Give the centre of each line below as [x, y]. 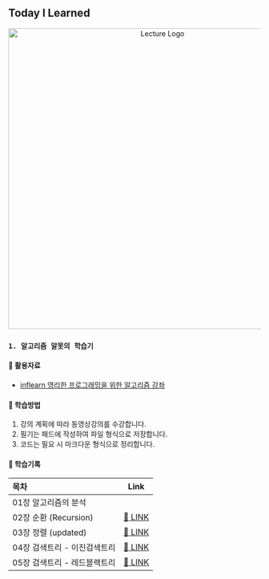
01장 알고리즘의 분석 [49, 503]
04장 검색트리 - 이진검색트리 [64, 548]
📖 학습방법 [25, 405]
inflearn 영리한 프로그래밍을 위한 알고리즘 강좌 [92, 385]
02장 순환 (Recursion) [53, 518]
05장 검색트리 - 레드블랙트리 [64, 563]
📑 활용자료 [25, 366]
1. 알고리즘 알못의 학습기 [51, 346]
